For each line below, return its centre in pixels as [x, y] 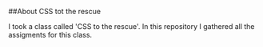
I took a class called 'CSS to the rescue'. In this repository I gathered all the [131, 26]
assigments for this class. [50, 35]
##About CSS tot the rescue [55, 11]
